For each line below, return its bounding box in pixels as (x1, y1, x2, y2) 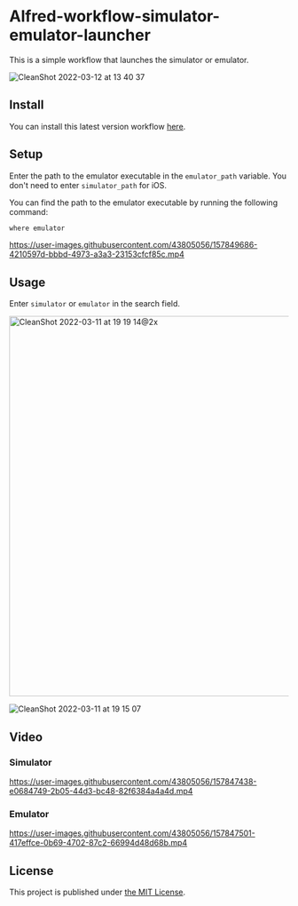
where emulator (9, 224, 66, 233)
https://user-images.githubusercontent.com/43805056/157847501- (9, 828, 255, 838)
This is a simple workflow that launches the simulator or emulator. (9, 54, 249, 65)
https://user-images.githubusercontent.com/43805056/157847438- (9, 775, 257, 787)
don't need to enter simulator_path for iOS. (9, 179, 167, 190)
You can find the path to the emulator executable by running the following (9, 197, 278, 208)
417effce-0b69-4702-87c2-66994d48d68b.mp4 (9, 838, 188, 848)
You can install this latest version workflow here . (9, 121, 186, 131)
